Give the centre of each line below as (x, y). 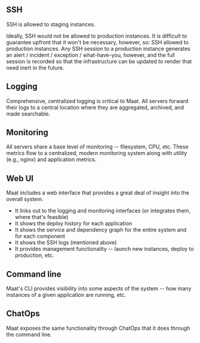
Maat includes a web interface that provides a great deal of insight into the (98, 193)
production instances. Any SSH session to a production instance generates (99, 48)
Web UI (20, 178)
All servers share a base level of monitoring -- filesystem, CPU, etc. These (98, 147)
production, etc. (34, 255)
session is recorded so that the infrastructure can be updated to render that (99, 61)
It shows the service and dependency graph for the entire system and (101, 230)
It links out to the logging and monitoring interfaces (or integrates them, (103, 211)
